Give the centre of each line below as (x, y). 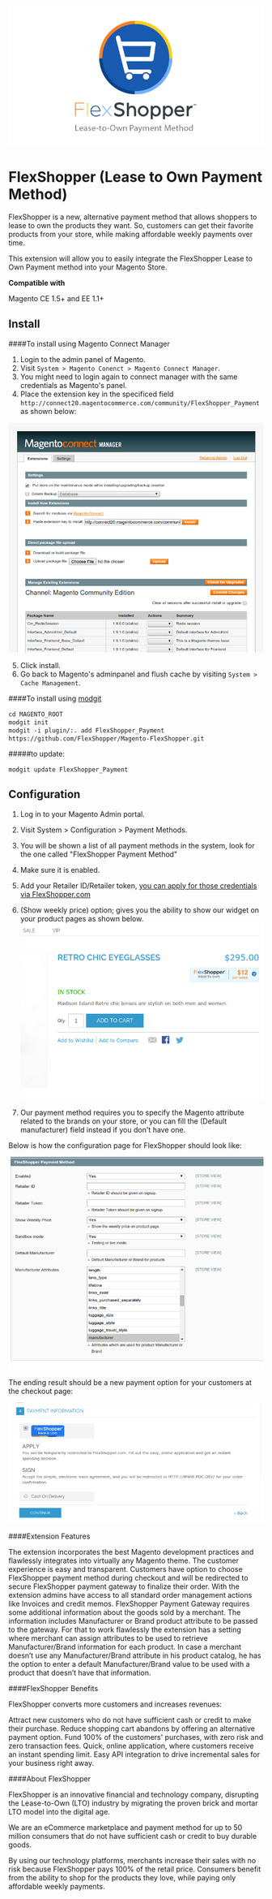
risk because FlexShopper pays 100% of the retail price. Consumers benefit (135, 1869)
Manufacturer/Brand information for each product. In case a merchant (125, 1647)
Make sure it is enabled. (60, 870)
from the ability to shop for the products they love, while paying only (122, 1877)
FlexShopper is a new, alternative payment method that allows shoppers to (133, 217)
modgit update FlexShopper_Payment (68, 770)
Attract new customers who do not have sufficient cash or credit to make (130, 1720)
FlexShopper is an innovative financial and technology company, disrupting (134, 1794)
